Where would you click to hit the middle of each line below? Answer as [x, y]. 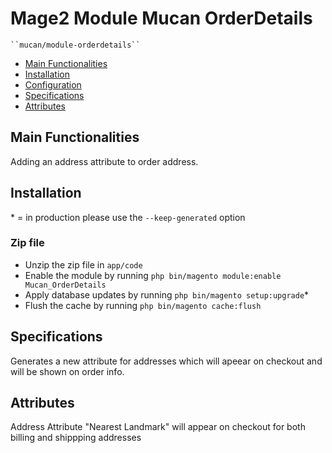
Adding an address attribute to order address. [104, 161]
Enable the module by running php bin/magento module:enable [153, 275]
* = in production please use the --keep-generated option [128, 217]
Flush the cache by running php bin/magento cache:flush [143, 305]
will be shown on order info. [67, 371]
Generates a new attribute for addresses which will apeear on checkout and [166, 361]
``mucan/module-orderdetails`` [75, 45]
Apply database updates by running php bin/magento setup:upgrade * [167, 294]
